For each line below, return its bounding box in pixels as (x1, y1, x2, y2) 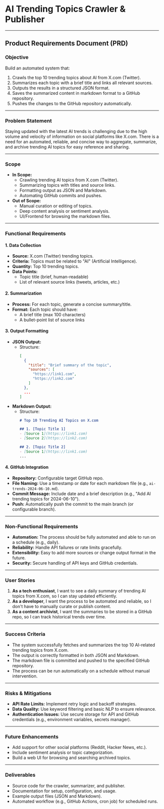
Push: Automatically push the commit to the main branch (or (12, 501, 134, 507)
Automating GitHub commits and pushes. (19, 193, 102, 198)
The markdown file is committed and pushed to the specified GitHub (12, 657, 150, 663)
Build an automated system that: (5, 65, 70, 71)
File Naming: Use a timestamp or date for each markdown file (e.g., (12, 480, 148, 486)
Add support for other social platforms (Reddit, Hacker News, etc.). (12, 744, 147, 750)
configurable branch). (12, 506, 56, 512)
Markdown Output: (12, 403, 52, 409)
